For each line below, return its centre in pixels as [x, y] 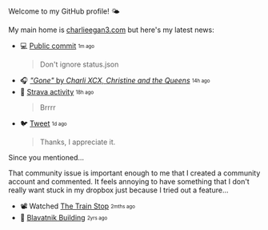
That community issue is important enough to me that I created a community [134, 173]
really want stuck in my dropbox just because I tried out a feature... [119, 190]
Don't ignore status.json [79, 64]
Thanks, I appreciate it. [78, 142]
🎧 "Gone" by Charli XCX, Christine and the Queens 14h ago [115, 80]
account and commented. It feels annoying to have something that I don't [129, 182]
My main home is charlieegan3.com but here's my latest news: [111, 30]
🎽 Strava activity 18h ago [57, 92]
